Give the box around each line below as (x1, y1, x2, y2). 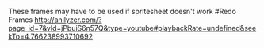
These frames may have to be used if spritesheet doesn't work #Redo (8, 7, 236, 16)
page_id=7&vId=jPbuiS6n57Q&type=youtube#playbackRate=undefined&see (8, 24, 257, 32)
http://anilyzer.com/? (34, 15, 102, 24)
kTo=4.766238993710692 (8, 31, 94, 41)
